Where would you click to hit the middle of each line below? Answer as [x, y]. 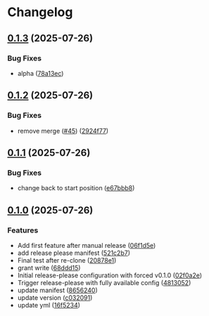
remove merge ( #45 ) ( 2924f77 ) [63, 131]
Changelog [40, 12]
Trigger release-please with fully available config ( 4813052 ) [104, 282]
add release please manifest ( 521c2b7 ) [74, 253]
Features [23, 230]
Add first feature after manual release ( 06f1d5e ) [87, 245]
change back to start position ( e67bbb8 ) [76, 188]
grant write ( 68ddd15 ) [49, 268]
